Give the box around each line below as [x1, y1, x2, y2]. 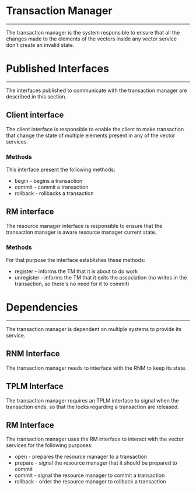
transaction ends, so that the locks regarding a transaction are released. [6, 403, 179, 410]
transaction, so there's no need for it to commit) [14, 280, 129, 288]
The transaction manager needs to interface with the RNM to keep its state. [6, 364, 187, 371]
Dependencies [6, 301, 78, 314]
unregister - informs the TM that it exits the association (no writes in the [14, 274, 187, 281]
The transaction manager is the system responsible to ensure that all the [6, 29, 180, 36]
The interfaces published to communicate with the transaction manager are [6, 87, 187, 94]
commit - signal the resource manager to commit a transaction [14, 472, 165, 479]
